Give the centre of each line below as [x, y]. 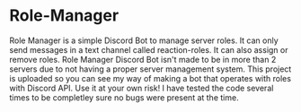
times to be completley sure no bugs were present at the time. [124, 97]
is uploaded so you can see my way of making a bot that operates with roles [150, 78]
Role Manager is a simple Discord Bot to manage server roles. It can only [144, 40]
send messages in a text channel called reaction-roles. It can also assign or [149, 49]
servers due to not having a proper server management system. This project [150, 69]
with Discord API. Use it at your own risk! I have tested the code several [142, 88]
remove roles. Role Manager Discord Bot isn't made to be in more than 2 [143, 59]
